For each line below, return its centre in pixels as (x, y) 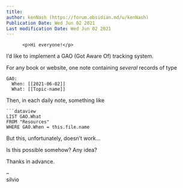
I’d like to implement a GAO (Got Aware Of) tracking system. (80, 56)
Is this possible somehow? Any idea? (52, 150)
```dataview (21, 112)
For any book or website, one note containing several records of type (92, 68)
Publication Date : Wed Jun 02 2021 (51, 23)
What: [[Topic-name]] (39, 89)
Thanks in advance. (31, 162)
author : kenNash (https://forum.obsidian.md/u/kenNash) (77, 17)
